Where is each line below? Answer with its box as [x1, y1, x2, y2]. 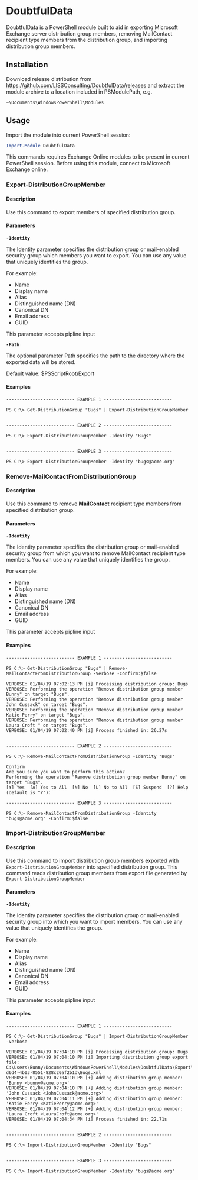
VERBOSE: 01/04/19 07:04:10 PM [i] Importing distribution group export [6, 1055, 189, 1060]
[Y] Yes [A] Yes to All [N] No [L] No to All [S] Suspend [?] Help [6, 784, 189, 791]
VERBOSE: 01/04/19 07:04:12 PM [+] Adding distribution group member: [6, 1106, 183, 1112]
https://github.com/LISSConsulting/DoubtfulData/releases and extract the [6, 82, 184, 89]
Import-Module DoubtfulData [6, 143, 75, 149]
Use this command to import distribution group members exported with [6, 857, 179, 864]
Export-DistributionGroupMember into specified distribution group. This [6, 863, 178, 871]
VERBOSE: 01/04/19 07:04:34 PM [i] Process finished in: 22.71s [6, 1117, 167, 1123]
